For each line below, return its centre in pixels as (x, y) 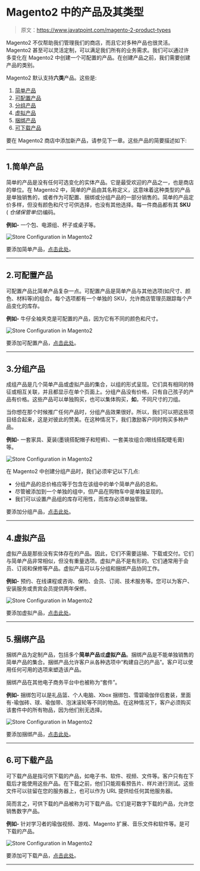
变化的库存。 (27, 306)
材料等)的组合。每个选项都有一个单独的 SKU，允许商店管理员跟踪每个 (102, 298)
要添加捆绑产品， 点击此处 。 (40, 734)
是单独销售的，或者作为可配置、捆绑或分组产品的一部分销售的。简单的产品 (97, 197)
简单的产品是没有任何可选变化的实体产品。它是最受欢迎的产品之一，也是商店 (100, 182)
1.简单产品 (25, 167)
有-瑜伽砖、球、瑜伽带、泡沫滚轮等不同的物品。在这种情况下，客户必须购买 (99, 702)
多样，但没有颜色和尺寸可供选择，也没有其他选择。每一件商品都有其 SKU (101, 204)
